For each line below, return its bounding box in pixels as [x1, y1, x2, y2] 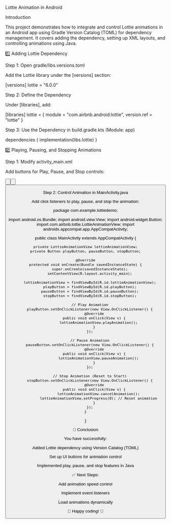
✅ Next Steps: [72, 472, 99, 478]
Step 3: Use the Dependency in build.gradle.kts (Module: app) [5, 127, 135, 133]
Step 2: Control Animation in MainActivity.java [43, 189, 128, 195]
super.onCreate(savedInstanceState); [51, 267, 128, 272]
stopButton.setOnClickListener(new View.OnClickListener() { [26, 378, 153, 383]
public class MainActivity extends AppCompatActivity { [35, 235, 136, 241]
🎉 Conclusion [73, 427, 98, 432]
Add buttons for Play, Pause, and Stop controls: [5, 169, 105, 175]
